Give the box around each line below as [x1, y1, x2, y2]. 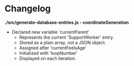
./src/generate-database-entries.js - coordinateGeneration [4, 19, 129, 25]
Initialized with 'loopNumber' [19, 50, 78, 56]
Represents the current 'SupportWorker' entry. [19, 34, 114, 40]
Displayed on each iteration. [19, 55, 77, 61]
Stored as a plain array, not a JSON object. [19, 39, 106, 45]
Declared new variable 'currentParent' [11, 29, 89, 35]
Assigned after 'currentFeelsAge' [19, 45, 87, 51]
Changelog [4, 3, 51, 14]
